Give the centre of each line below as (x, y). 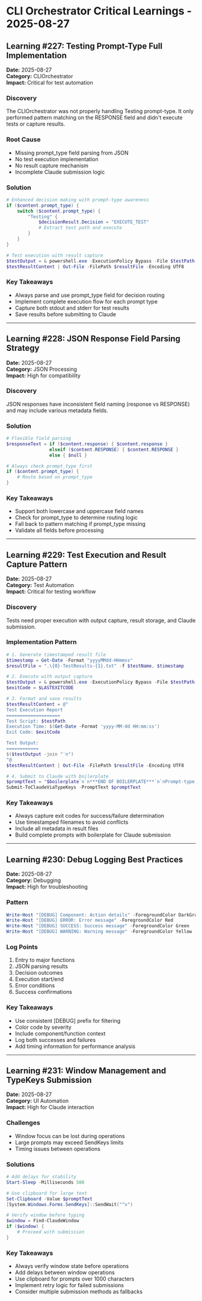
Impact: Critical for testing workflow (51, 592)
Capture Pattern (37, 564)
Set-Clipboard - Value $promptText (50, 1199)
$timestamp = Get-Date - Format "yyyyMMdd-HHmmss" (70, 660)
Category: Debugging (34, 880)
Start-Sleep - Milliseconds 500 (45, 1182)
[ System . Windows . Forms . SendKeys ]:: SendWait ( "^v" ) (70, 1204)
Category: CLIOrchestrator (40, 76)
